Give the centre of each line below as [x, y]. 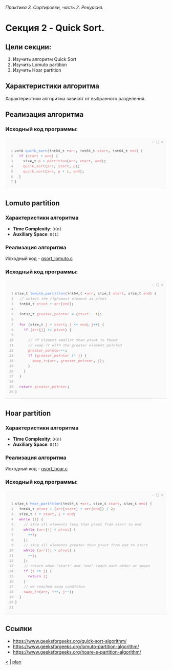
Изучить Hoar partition [37, 70]
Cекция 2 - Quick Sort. [55, 28]
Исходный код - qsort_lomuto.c [39, 258]
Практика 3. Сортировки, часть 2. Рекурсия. [55, 7]
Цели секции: [28, 47]
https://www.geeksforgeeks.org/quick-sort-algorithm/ [70, 641]
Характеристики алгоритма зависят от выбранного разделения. [76, 98]
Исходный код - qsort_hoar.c [37, 469]
